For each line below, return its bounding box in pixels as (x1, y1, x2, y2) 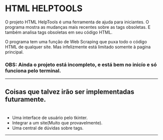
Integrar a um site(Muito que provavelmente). (12, 120, 103, 125)
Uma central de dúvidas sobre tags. (12, 125, 84, 131)
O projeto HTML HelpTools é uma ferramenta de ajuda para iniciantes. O (5, 19, 149, 25)
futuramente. (5, 95, 46, 104)
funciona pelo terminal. (5, 67, 62, 74)
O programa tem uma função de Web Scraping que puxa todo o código (5, 38, 147, 44)
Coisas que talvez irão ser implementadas (5, 87, 134, 96)
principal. (5, 49, 24, 55)
